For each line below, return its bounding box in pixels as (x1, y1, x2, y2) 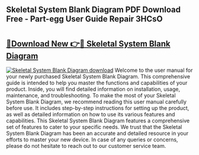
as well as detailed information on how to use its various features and (6, 111, 175, 118)
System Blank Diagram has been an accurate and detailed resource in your (6, 130, 188, 137)
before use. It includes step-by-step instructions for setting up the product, (6, 105, 190, 112)
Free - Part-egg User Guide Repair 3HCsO (6, 14, 163, 24)
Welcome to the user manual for (114, 67, 193, 74)
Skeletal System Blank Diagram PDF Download (6, 5, 181, 15)
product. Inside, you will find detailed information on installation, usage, (6, 86, 181, 93)
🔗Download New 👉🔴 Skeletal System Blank (6, 39, 171, 49)
